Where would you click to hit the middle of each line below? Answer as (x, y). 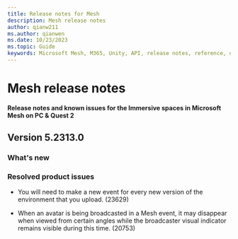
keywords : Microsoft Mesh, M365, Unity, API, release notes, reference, (117, 54)
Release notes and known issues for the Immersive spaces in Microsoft (114, 107)
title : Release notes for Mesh (53, 14)
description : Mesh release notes (57, 21)
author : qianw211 (33, 27)
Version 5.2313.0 (46, 138)
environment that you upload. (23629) (73, 199)
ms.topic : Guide (31, 47)
